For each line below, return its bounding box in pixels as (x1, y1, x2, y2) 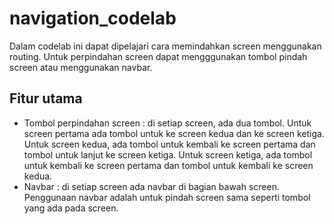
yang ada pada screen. (23, 202, 119, 214)
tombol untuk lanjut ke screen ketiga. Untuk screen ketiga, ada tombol (23, 148, 313, 161)
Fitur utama (9, 90, 83, 107)
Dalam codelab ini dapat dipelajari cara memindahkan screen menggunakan (9, 40, 322, 52)
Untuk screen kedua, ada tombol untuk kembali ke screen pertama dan (23, 138, 316, 150)
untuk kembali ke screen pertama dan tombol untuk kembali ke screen (23, 159, 314, 171)
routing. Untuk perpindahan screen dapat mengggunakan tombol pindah (9, 50, 308, 62)
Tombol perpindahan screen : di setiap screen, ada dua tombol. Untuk (23, 117, 312, 129)
